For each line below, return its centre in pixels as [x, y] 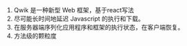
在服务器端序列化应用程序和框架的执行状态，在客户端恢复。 [99, 27]
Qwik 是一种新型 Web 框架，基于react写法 [74, 10]
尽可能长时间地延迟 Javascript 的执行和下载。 [79, 19]
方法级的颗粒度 [35, 36]
